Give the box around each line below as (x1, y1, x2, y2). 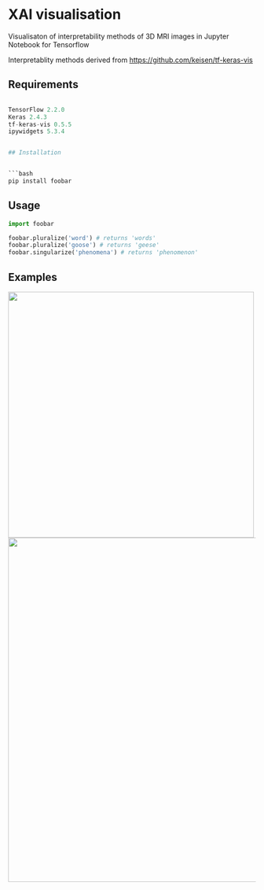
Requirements (8, 78, 79, 91)
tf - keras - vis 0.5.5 (8, 120, 72, 128)
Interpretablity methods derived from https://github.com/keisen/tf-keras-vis (8, 55, 253, 65)
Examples (8, 270, 57, 284)
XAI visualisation (8, 6, 122, 24)
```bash (8, 170, 34, 178)
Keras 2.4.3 (8, 113, 47, 121)
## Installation (8, 149, 61, 157)
